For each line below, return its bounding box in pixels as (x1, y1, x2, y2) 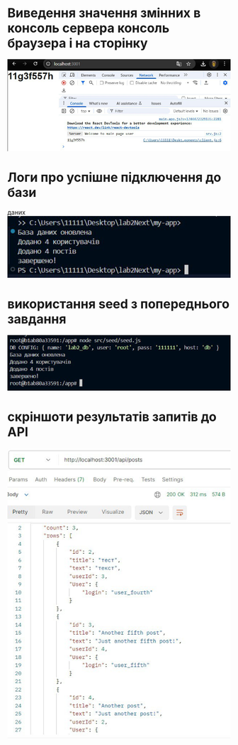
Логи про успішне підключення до (7, 169, 222, 186)
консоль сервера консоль (7, 20, 170, 36)
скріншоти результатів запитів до (7, 409, 217, 424)
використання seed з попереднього (7, 296, 230, 312)
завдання (7, 311, 67, 328)
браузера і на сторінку (7, 36, 148, 51)
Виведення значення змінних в (7, 5, 201, 21)
